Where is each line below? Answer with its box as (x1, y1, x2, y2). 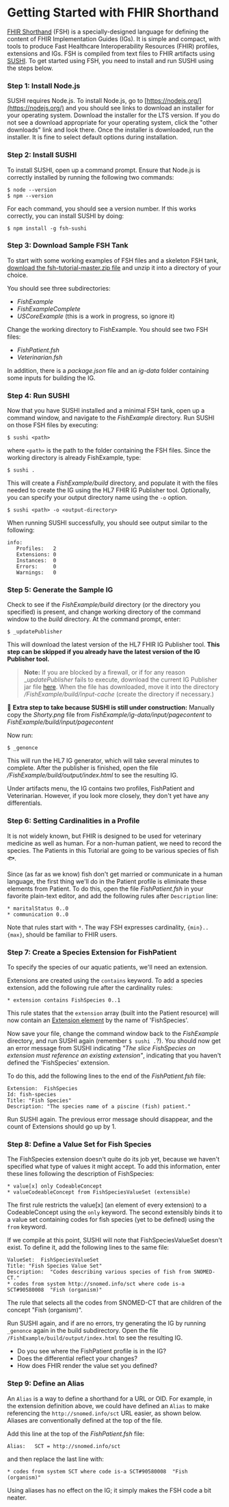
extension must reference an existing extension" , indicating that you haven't (7, 1051, 221, 1060)
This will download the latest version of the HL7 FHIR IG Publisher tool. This (7, 640, 220, 649)
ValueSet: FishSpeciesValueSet (7, 1257, 99, 1264)
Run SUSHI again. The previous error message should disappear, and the (7, 1116, 213, 1124)
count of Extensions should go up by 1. (7, 1122, 116, 1131)
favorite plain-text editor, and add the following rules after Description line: (7, 891, 218, 900)
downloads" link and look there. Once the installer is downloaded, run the (7, 125, 214, 134)
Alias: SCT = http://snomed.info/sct (7, 1443, 121, 1449)
